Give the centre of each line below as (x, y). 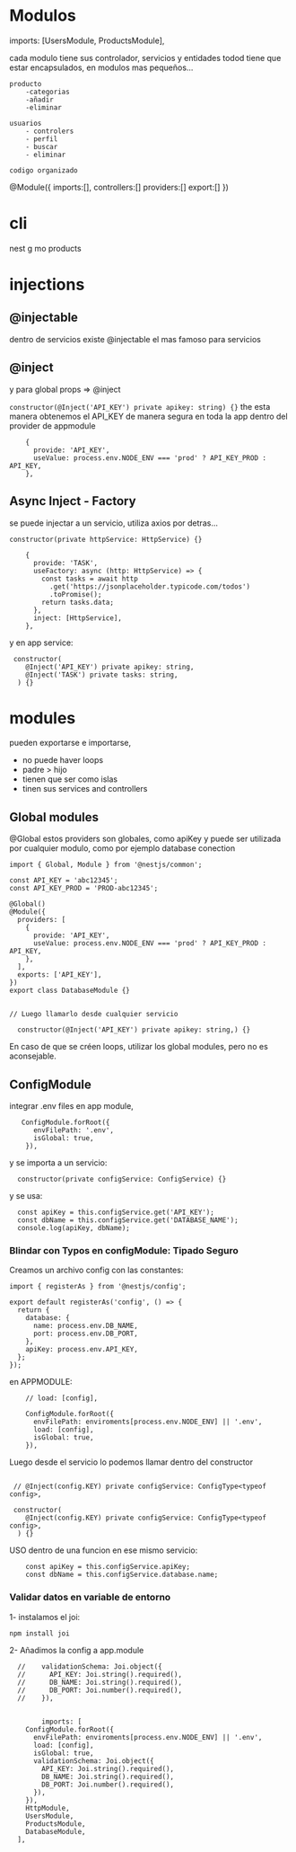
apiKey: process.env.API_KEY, (82, 1350)
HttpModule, (48, 1808)
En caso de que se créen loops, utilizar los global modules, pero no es (139, 1047)
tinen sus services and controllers (85, 789)
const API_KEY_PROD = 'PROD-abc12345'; (84, 889)
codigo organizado (44, 170)
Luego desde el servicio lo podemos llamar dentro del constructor (131, 1462)
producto (26, 84)
